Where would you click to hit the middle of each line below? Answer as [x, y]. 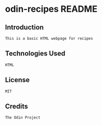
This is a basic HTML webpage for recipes [49, 38]
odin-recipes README [51, 9]
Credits [17, 107]
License [17, 80]
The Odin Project [23, 118]
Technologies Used [35, 53]
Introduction [25, 27]
